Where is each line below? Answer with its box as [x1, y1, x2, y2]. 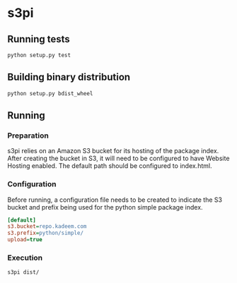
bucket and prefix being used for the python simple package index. [7, 203, 203, 211]
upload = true [7, 236, 42, 243]
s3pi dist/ [7, 269, 40, 276]
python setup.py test [7, 52, 71, 59]
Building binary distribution [7, 71, 131, 83]
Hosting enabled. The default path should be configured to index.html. [7, 162, 212, 170]
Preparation [7, 131, 50, 140]
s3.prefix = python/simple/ [7, 229, 83, 237]
